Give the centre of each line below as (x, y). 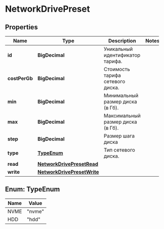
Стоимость (117, 69)
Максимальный (122, 116)
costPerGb (20, 78)
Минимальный (121, 95)
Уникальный (118, 49)
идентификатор (122, 55)
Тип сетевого (119, 150)
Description (122, 41)
